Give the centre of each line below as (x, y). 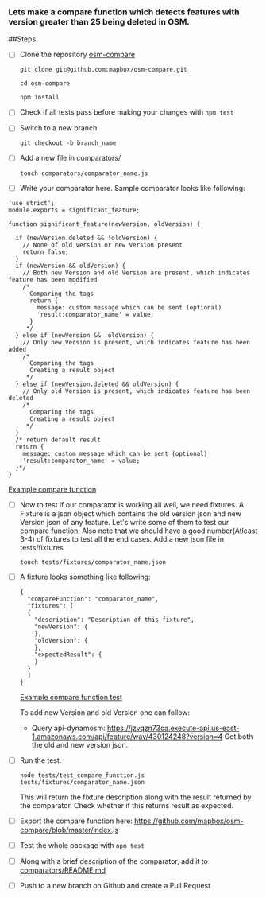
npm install (39, 98)
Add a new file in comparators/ (70, 158)
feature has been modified (53, 280)
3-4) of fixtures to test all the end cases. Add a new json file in (122, 538)
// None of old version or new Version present (102, 245)
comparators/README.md (62, 870)
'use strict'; (32, 203)
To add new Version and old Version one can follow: (105, 712)
